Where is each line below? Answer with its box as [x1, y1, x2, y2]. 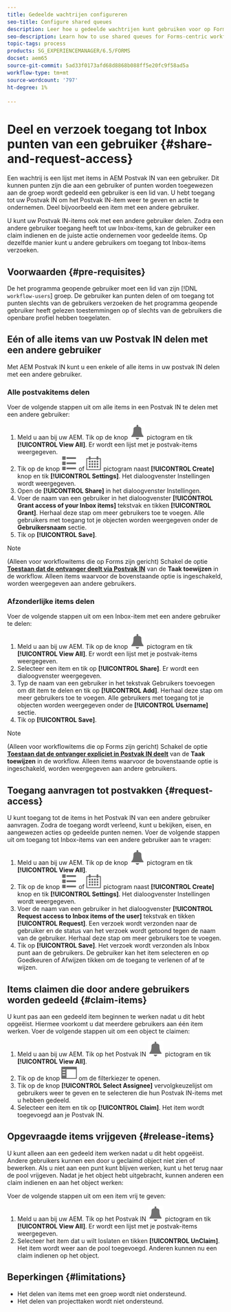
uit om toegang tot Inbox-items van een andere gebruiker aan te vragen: [7, 836, 212, 844]
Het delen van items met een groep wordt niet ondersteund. [16, 1289, 187, 1298]
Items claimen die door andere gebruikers [7, 983, 190, 995]
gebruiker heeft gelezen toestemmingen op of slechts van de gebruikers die [7, 306, 222, 314]
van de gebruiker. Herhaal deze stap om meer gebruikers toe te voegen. [16, 934, 221, 942]
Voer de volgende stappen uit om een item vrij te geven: [7, 1191, 166, 1200]
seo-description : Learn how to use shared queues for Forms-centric [7, 33, 208, 40]
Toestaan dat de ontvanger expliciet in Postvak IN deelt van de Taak [7, 750, 206, 758]
